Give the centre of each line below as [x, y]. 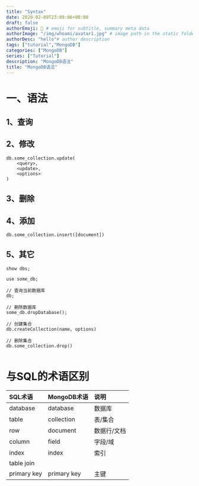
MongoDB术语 [68, 397]
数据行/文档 [110, 431]
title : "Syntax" [26, 12]
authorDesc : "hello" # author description [58, 39]
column [20, 441]
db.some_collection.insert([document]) [55, 235]
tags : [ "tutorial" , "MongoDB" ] [44, 45]
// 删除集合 [19, 341]
